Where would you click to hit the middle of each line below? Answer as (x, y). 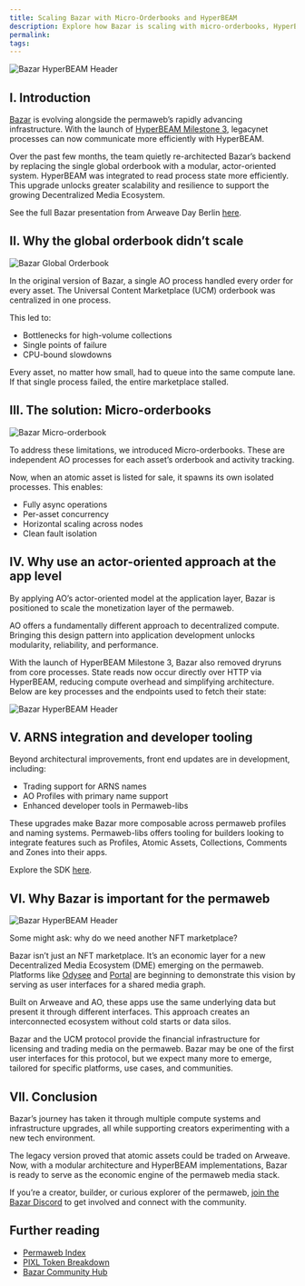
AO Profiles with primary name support (95, 796)
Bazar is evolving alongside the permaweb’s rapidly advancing (126, 120)
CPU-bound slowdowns (67, 354)
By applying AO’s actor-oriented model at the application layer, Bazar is (143, 598)
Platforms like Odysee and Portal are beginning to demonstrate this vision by (152, 975)
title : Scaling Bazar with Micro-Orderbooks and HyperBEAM (123, 18)
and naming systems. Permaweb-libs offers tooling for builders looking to (147, 833)
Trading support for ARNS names (84, 786)
